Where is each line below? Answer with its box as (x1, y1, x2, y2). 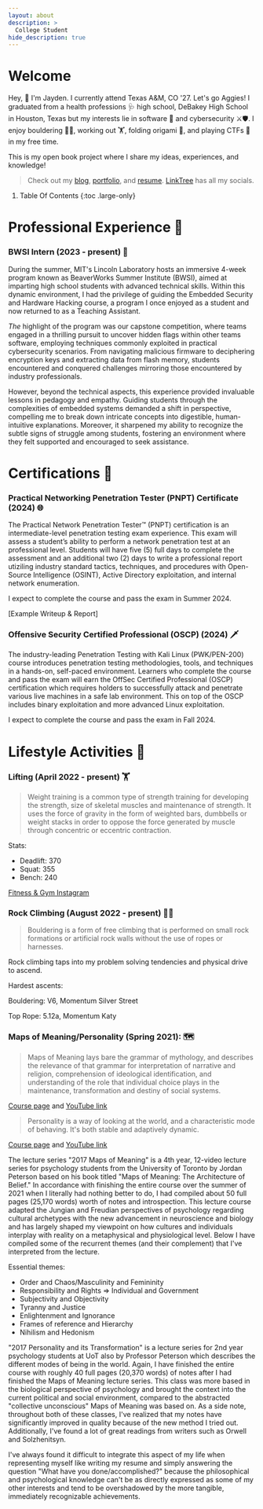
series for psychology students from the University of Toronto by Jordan (8, 1163, 243, 1173)
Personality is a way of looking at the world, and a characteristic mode (27, 1116, 255, 1125)
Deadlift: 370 (19, 856, 61, 865)
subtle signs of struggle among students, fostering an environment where (8, 428, 246, 438)
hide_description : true (8, 33, 86, 42)
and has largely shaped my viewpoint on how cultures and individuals (8, 1221, 233, 1231)
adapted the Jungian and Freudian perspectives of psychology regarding (8, 1205, 245, 1214)
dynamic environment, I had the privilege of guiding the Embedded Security (8, 289, 254, 299)
